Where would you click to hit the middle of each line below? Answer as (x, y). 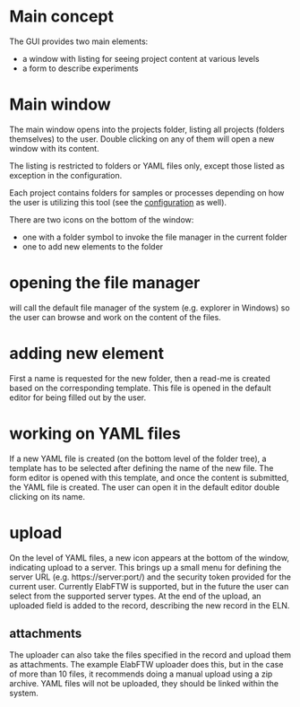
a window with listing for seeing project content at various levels (141, 58)
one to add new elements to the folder (93, 246)
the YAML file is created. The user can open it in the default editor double (145, 487)
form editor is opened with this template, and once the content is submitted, (149, 477)
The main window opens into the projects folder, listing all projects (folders (147, 129)
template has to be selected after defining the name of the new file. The (141, 467)
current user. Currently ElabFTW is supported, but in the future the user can (149, 586)
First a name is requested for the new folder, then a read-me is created (140, 378)
